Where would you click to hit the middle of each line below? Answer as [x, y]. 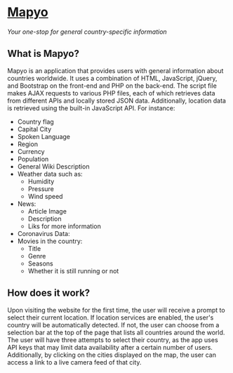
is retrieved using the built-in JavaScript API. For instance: [91, 108]
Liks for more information [65, 226]
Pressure [41, 189]
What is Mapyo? [43, 54]
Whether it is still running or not [73, 270]
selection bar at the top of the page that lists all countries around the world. [116, 332]
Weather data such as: [50, 174]
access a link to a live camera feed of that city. [74, 362]
